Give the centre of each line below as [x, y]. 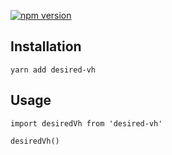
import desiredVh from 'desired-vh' [86, 123]
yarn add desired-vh [53, 70]
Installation [46, 46]
